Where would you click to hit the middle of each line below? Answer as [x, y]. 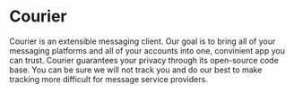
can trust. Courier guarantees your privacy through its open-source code [144, 60]
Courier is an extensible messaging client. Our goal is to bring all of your [143, 41]
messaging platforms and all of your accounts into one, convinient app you [147, 50]
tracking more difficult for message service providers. [108, 79]
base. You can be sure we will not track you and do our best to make [136, 70]
